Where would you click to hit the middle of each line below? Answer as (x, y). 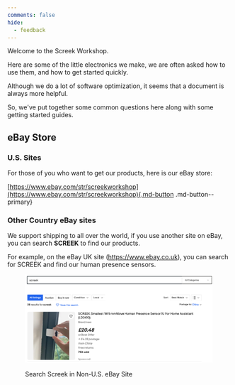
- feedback (30, 30)
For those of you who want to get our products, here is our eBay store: (110, 173)
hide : (15, 22)
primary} (20, 202)
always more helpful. (38, 94)
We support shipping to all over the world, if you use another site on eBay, (115, 236)
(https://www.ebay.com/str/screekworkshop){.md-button (91, 195)
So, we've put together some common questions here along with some (110, 107)
